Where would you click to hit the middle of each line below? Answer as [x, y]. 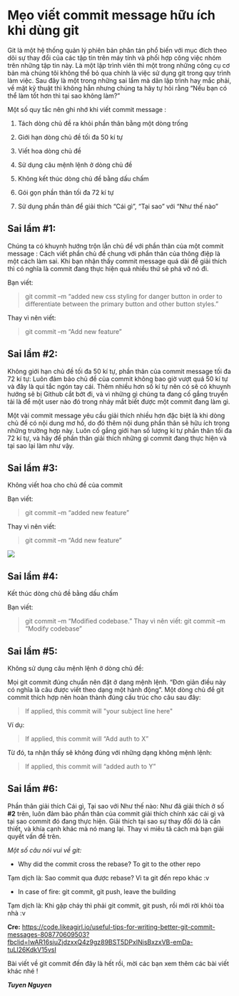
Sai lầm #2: [33, 354]
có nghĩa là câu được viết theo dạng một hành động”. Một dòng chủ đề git [116, 690]
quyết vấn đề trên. [34, 836]
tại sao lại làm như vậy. [41, 445]
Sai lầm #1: [32, 229]
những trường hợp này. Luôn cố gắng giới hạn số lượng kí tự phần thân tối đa [119, 430]
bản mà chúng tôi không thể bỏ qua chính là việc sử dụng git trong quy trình [119, 73]
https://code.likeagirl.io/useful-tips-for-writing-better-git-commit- [118, 927]
